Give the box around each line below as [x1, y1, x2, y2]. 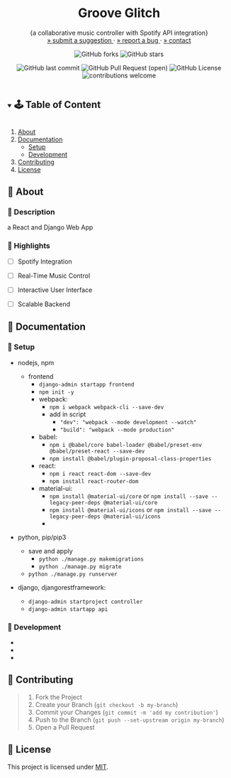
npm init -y [38, 389, 74, 396]
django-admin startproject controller [28, 598, 143, 605]
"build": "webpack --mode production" [60, 426, 175, 433]
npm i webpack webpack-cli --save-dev [49, 404, 164, 411]
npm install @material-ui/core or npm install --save [49, 492, 209, 500]
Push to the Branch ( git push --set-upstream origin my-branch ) [35, 715, 225, 724]
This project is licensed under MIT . [7, 762, 108, 771]
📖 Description [7, 207, 55, 217]
